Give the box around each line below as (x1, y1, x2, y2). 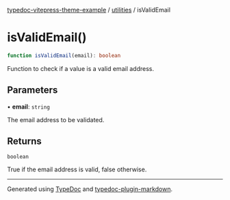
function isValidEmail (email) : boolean (7, 52, 121, 59)
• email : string (7, 102, 50, 111)
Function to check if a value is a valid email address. (7, 64, 154, 72)
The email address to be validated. (7, 115, 105, 124)
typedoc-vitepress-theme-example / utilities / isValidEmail (7, 6, 171, 14)
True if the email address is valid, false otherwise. (7, 165, 147, 173)
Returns (7, 136, 42, 147)
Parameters (7, 85, 58, 96)
